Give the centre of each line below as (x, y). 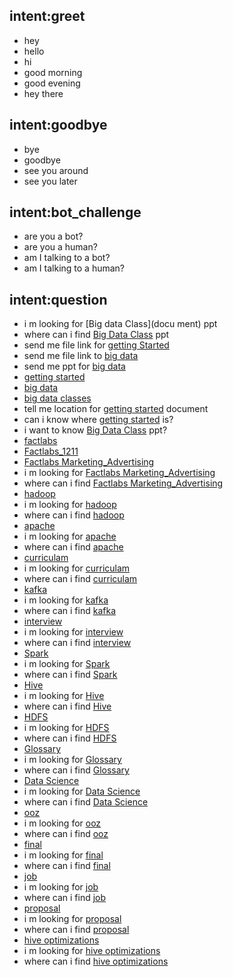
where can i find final (67, 866)
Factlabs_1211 (51, 451)
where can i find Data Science (86, 802)
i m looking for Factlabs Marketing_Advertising (119, 473)
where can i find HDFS (70, 738)
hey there (43, 93)
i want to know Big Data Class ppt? (95, 430)
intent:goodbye (58, 125)
